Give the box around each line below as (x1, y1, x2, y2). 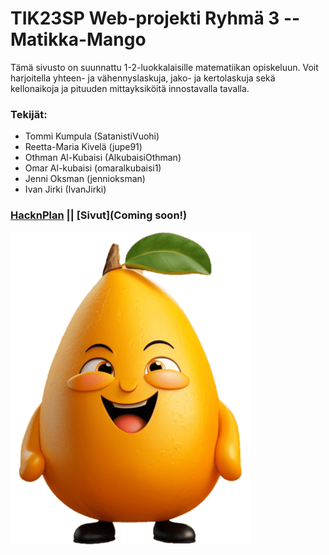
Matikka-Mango (10, 28, 147, 51)
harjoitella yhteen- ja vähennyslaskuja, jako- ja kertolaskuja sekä (10, 72, 276, 84)
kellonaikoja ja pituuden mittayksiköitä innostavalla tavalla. (10, 82, 250, 94)
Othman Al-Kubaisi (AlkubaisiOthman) (24, 152, 182, 164)
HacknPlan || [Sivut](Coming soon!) (10, 208, 188, 222)
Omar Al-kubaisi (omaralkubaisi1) (24, 162, 162, 174)
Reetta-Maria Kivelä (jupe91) (24, 141, 143, 153)
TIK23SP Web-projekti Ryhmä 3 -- (10, 7, 301, 30)
